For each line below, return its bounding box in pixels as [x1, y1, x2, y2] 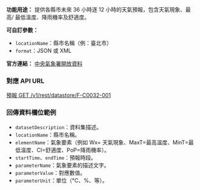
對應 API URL [6, 76, 44, 85]
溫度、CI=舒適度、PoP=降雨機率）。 [20, 146, 110, 153]
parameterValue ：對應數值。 [15, 169, 86, 176]
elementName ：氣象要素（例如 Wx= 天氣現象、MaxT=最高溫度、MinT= [15, 138, 188, 146]
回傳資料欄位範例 [6, 108, 57, 117]
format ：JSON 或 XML [15, 47, 72, 54]
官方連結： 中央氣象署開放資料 [6, 60, 83, 67]
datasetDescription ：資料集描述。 [15, 123, 102, 130]
